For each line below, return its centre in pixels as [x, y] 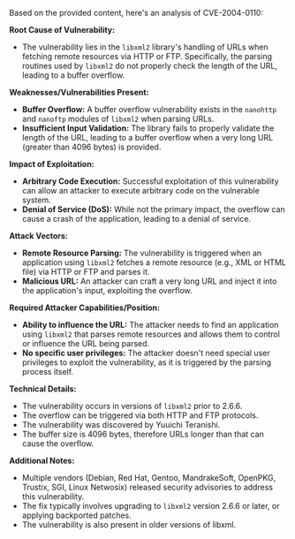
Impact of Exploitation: [52, 164]
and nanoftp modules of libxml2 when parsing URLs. [118, 119]
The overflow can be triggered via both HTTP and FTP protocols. [140, 415]
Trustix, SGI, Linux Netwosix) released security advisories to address [147, 487]
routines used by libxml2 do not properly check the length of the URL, [150, 66]
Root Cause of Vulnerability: [62, 30]
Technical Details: [43, 389]
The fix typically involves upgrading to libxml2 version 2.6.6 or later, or [151, 506]
